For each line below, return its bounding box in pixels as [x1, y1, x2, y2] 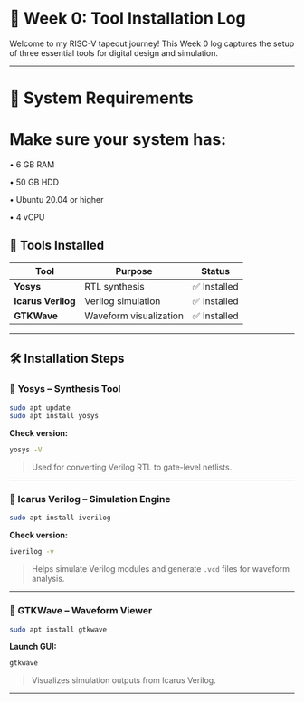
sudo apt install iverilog [9, 513, 111, 523]
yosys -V [9, 445, 43, 455]
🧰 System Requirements [9, 88, 194, 109]
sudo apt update [9, 403, 71, 413]
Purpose [115, 264, 153, 277]
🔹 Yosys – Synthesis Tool [9, 383, 121, 395]
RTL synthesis [84, 280, 145, 292]
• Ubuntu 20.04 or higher [9, 195, 104, 205]
